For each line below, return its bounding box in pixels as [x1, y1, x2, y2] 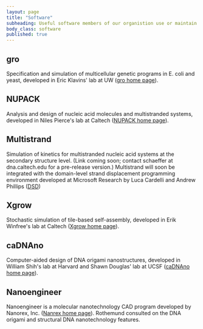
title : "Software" [6, 15, 53, 21]
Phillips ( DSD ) [6, 183, 41, 190]
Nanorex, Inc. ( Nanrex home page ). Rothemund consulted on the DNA [6, 310, 181, 316]
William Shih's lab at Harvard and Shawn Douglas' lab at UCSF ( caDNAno [6, 263, 190, 270]
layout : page [6, 8, 40, 15]
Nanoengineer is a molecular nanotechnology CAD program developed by [6, 303, 191, 310]
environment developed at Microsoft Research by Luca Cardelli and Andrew [6, 176, 196, 183]
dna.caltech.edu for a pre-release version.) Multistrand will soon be [6, 163, 175, 171]
